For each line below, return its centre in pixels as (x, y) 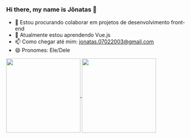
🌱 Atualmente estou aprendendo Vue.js (63, 35)
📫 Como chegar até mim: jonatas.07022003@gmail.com (84, 42)
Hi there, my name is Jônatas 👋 (52, 10)
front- (178, 23)
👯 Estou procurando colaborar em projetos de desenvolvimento (92, 23)
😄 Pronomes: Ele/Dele (42, 50)
